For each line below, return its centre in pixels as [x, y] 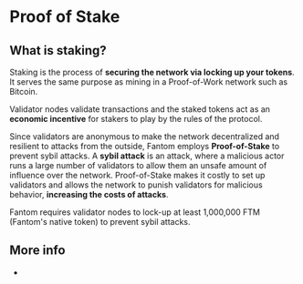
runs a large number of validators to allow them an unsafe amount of [138, 165]
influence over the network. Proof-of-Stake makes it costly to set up [137, 175]
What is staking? [58, 51]
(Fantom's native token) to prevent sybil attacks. [100, 222]
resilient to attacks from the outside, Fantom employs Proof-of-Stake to [145, 146]
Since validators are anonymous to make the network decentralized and [145, 137]
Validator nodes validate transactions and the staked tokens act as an [140, 109]
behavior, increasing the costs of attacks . [89, 194]
